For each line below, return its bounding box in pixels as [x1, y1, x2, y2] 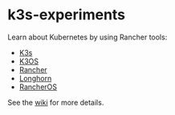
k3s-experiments [7, 6, 126, 24]
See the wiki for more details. [7, 97, 104, 107]
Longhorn [18, 73, 52, 83]
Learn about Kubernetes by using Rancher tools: [7, 32, 168, 42]
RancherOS [18, 82, 58, 92]
